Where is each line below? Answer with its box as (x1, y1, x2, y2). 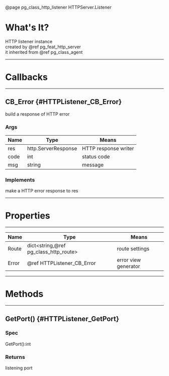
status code (82, 153, 110, 160)
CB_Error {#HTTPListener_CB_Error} (5, 98, 122, 106)
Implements (5, 176, 35, 183)
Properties (5, 210, 50, 222)
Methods (5, 289, 44, 300)
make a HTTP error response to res (5, 188, 78, 194)
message (82, 161, 104, 168)
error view (116, 256, 141, 263)
